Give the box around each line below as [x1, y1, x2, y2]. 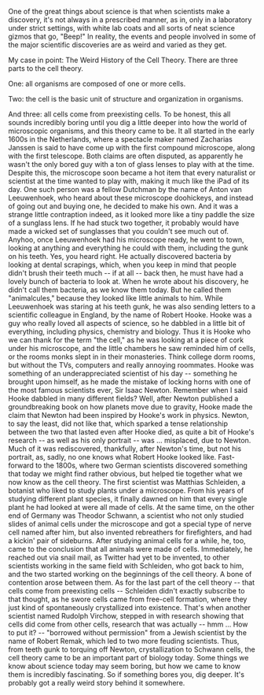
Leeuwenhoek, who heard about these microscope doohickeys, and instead [8, 193, 254, 202]
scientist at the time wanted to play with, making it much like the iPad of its [8, 176, 250, 186]
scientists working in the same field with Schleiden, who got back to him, [8, 561, 244, 570]
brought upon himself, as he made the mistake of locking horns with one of [8, 377, 251, 386]
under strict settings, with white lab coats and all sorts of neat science [8, 24, 236, 32]
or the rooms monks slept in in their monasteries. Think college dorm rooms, [8, 352, 255, 361]
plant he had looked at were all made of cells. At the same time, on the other [8, 503, 255, 512]
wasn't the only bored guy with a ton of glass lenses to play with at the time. [8, 160, 255, 168]
